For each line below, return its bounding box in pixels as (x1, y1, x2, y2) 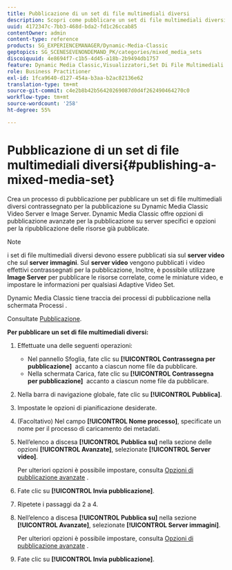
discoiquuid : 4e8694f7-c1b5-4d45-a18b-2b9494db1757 (7, 55, 159, 62)
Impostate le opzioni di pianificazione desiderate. (17, 403, 157, 412)
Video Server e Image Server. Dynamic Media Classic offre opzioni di (7, 209, 204, 218)
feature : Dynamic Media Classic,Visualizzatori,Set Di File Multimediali (7, 62, 224, 68)
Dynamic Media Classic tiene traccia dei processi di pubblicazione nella (7, 293, 211, 302)
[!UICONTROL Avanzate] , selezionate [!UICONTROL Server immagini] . (17, 520, 221, 529)
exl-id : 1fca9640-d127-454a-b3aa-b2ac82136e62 (7, 74, 144, 82)
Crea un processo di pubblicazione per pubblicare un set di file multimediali (7, 194, 222, 203)
